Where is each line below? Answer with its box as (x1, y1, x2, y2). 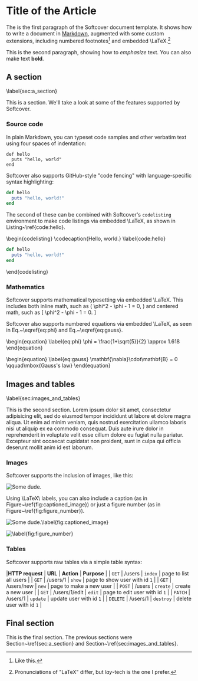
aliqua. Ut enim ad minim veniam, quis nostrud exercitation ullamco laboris (6, 419, 187, 426)
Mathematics (6, 283, 45, 291)
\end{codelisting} (6, 268, 48, 275)
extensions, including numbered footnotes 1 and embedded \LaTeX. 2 (6, 36, 171, 44)
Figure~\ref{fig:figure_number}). (6, 508, 85, 515)
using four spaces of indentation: (6, 140, 87, 147)
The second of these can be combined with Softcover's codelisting (6, 211, 172, 218)
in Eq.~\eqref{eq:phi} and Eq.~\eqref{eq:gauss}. (6, 326, 123, 334)
